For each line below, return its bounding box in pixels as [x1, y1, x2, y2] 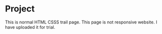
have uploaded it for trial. [5, 24, 55, 30]
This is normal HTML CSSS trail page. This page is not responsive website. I [5, 19, 157, 25]
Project [5, 3, 35, 14]
